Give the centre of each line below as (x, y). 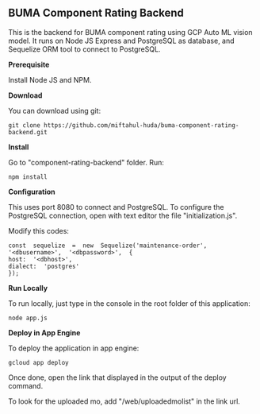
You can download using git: (55, 110)
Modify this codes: (39, 230)
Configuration (32, 192)
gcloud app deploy (38, 362)
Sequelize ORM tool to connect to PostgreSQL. (84, 49)
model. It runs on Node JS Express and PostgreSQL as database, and (122, 41)
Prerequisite (29, 64)
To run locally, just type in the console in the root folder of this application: (130, 303)
